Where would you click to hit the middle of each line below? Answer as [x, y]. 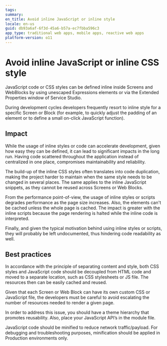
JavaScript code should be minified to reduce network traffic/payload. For [81, 327]
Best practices [28, 255]
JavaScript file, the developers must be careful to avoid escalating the [77, 297]
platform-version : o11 [29, 38]
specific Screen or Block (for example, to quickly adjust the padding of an [81, 113]
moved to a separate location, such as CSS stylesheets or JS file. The [77, 277]
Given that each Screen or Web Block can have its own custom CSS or [78, 292]
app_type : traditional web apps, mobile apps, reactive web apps [74, 33]
